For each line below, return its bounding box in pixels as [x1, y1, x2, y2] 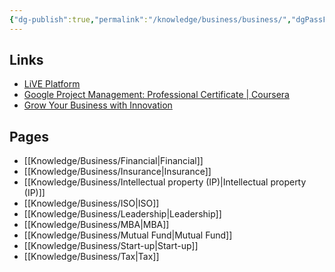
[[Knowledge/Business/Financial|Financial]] [23, 155, 204, 167]
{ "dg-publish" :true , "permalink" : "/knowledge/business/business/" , [9, 14, 292, 25]
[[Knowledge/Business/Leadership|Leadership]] [23, 208, 222, 220]
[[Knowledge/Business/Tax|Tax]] [23, 251, 160, 263]
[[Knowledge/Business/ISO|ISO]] [23, 197, 160, 210]
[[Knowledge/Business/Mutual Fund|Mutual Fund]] [23, 229, 233, 241]
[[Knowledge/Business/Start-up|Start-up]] [23, 240, 199, 252]
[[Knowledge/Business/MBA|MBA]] [23, 219, 170, 231]
